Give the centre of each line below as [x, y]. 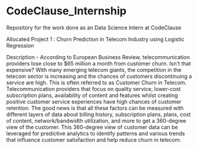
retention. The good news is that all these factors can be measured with [95, 108]
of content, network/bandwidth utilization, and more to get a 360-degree [96, 120]
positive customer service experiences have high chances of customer [94, 101]
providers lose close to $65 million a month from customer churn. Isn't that [99, 63]
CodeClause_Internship [67, 11]
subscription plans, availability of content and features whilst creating [92, 95]
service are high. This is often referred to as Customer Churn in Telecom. [97, 83]
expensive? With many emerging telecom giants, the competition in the [94, 69]
